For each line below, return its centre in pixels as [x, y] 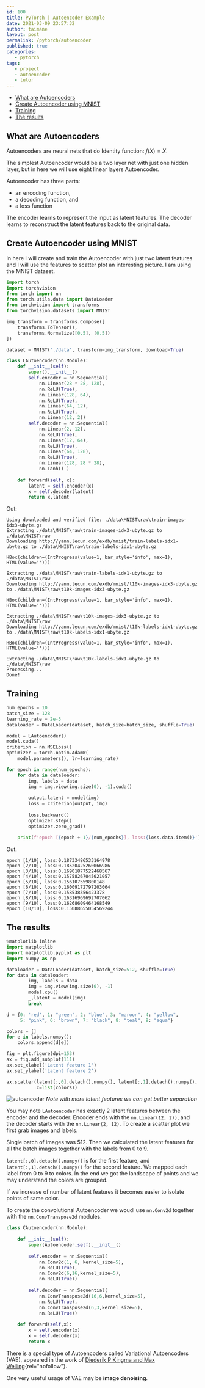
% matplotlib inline [31, 941]
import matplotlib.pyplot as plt [49, 953]
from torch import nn [34, 294]
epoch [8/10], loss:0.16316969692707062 [59, 898]
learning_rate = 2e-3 [34, 719]
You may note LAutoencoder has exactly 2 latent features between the [94, 1111]
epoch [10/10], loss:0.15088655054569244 [60, 909]
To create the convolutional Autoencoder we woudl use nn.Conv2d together [100, 1210]
